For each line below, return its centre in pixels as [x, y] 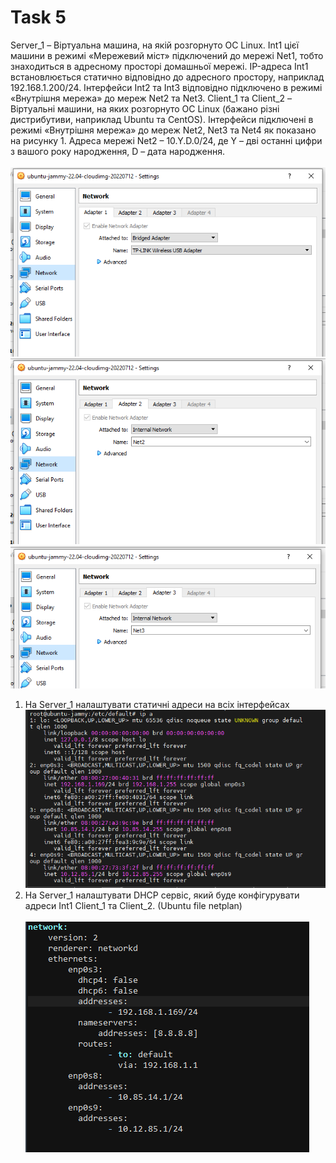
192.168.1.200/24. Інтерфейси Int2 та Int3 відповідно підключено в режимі [166, 87]
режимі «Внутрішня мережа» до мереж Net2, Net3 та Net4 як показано [163, 130]
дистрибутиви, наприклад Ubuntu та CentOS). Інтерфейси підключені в [162, 119]
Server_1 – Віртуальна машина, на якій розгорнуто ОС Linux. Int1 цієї [155, 45]
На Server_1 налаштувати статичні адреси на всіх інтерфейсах [157, 705]
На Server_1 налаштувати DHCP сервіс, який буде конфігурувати [162, 895]
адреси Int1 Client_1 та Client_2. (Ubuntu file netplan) [133, 906]
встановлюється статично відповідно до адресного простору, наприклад [167, 77]
